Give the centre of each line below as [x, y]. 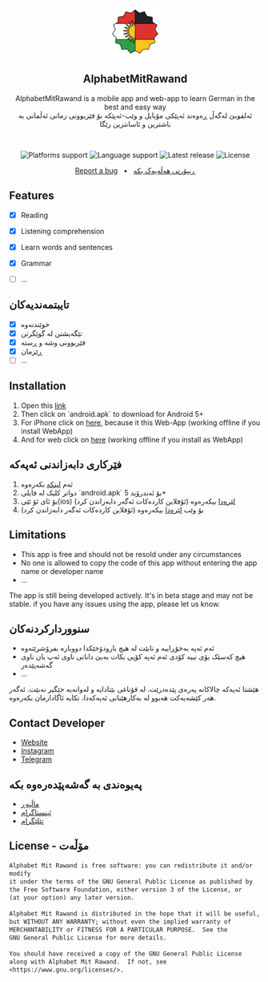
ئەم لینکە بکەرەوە [47, 484]
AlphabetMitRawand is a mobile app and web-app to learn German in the [135, 98]
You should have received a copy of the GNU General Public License [126, 954]
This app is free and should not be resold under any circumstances [131, 554]
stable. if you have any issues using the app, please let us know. [115, 604]
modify [20, 873]
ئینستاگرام [36, 812]
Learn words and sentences [66, 247]
